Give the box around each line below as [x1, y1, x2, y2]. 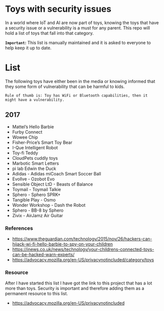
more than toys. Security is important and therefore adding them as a [5, 285, 144, 291]
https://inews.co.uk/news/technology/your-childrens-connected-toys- [12, 246, 154, 252]
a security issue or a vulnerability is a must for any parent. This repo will [5, 25, 150, 30]
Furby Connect [12, 129, 43, 135]
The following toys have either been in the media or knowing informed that [5, 78, 156, 84]
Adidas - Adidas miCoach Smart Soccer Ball [12, 170, 101, 176]
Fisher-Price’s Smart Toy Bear [12, 139, 72, 145]
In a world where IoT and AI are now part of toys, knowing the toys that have [5, 20, 159, 26]
